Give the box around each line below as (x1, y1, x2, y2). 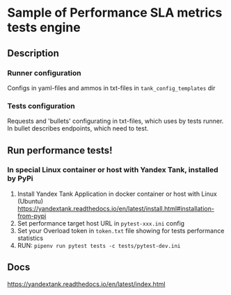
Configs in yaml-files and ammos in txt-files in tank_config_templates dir (7, 83, 216, 92)
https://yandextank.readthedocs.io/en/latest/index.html (7, 280, 166, 288)
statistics (17, 234, 44, 242)
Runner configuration (7, 68, 81, 78)
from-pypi (17, 212, 47, 220)
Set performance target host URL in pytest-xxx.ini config (17, 219, 185, 227)
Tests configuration (7, 101, 75, 110)
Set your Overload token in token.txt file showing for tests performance (17, 226, 225, 235)
